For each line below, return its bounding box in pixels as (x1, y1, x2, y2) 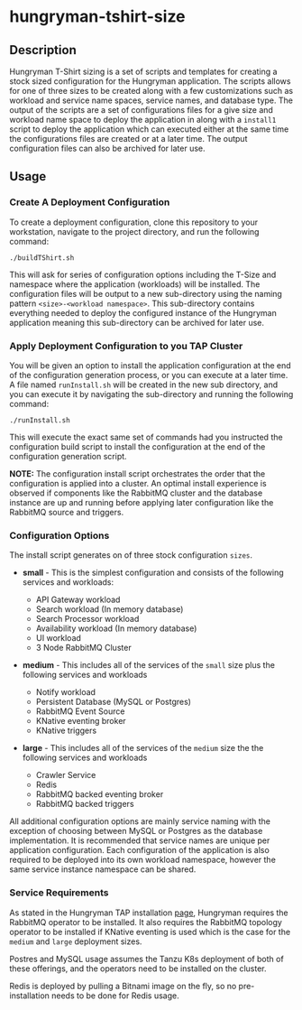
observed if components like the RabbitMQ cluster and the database (9, 487, 263, 498)
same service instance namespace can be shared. (9, 864, 197, 875)
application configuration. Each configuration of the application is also (9, 845, 270, 856)
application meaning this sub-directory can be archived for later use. (9, 317, 264, 328)
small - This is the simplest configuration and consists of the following (22, 567, 284, 579)
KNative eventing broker (35, 716, 126, 727)
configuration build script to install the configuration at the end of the (9, 440, 266, 452)
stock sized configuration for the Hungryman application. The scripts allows (9, 76, 291, 87)
